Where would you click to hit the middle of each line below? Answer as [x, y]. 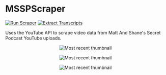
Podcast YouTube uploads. [33, 38]
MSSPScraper [35, 9]
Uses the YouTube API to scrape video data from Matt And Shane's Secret [83, 32]
